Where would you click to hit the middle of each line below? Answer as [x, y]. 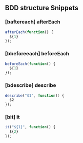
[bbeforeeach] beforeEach [37, 54]
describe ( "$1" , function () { [35, 95]
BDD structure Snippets [42, 8]
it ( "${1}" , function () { [30, 127]
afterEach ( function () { [29, 32]
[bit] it [12, 117]
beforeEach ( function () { [30, 64]
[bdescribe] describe [31, 85]
